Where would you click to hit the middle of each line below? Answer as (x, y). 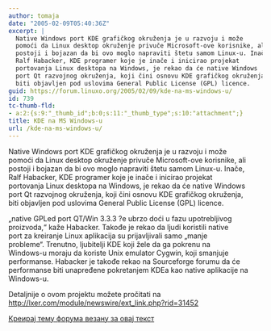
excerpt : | (27, 31)
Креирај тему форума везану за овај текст (81, 318)
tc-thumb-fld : (32, 106)
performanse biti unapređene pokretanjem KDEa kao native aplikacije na (128, 270)
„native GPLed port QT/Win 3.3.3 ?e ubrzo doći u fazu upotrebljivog (120, 218)
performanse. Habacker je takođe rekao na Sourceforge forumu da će (124, 261)
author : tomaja (34, 16)
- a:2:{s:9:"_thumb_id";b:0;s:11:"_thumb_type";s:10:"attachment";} (126, 114)
